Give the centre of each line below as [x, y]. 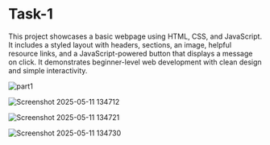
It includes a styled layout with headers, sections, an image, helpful [120, 44]
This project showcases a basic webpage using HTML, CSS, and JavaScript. [135, 36]
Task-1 [31, 14]
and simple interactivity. [48, 70]
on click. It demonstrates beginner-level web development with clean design [135, 62]
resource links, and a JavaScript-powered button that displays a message [131, 53]
